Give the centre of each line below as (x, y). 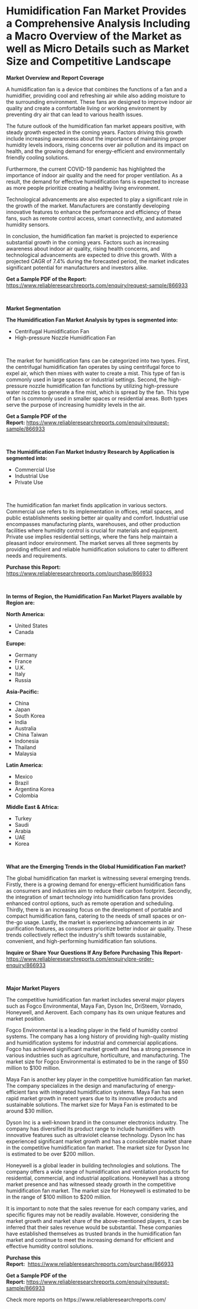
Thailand (25, 747)
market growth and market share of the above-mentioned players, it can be (98, 1221)
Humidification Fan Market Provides (96, 11)
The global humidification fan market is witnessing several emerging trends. (98, 878)
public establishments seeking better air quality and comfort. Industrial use (97, 518)
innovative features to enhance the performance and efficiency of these (94, 212)
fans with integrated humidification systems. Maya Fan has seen (106, 1092)
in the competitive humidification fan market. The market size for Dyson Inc (98, 1147)
